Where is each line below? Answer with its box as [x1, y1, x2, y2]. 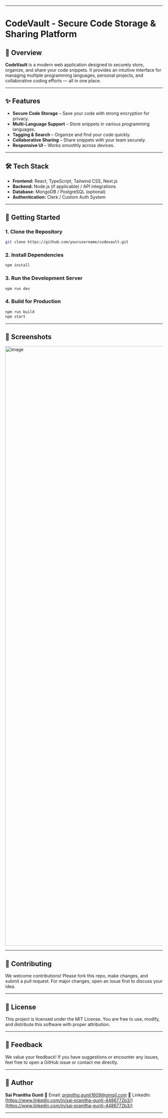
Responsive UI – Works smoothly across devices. [12, 142, 115, 148]
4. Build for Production [5, 298, 61, 305]
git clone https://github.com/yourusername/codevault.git [5, 239, 128, 245]
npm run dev [5, 286, 30, 291]
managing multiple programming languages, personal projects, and [5, 72, 143, 78]
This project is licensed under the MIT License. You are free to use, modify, [5, 1016, 160, 1022]
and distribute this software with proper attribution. [5, 1022, 110, 1028]
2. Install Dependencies [5, 251, 64, 258]
